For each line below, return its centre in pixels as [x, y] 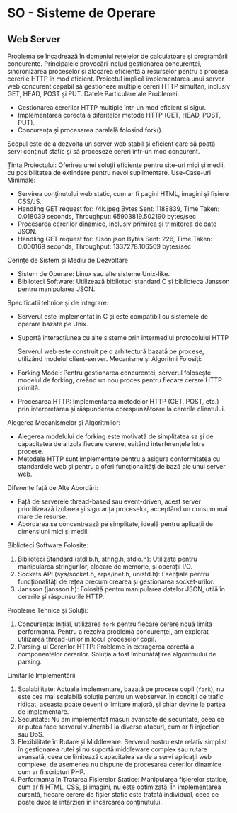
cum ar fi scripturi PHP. [52, 772]
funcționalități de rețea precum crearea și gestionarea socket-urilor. [116, 581]
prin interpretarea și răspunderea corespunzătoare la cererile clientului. [121, 409]
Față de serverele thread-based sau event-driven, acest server [109, 501]
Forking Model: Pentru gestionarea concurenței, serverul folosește [114, 373]
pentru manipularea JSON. [56, 289]
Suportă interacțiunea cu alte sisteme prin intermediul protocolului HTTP [123, 337]
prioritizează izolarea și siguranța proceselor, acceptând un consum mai [122, 509]
